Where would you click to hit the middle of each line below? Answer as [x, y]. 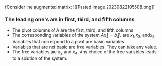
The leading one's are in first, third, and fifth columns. [71, 19]
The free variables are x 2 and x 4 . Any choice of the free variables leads [84, 52]
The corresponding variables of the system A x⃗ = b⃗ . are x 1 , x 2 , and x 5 [83, 36]
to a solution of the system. [40, 58]
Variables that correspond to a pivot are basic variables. [69, 42]
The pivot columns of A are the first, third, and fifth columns [73, 30]
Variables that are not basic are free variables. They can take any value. [85, 47]
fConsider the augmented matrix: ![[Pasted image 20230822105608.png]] [80, 7]
